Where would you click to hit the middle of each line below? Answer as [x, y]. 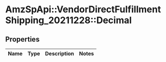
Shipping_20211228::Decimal [68, 20]
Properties [22, 39]
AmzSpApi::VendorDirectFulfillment [83, 9]
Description [60, 54]
